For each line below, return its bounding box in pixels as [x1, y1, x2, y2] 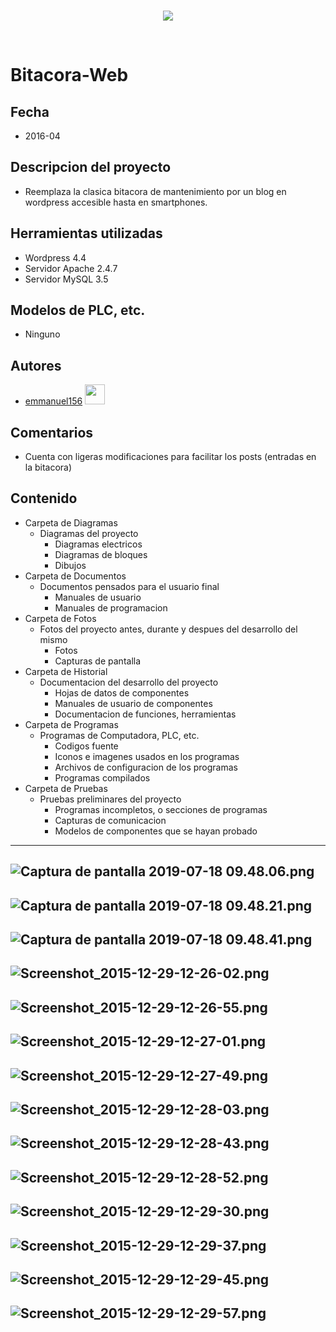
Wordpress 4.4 [24, 251, 87, 264]
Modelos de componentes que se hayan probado [54, 825, 258, 837]
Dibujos [54, 559, 87, 571]
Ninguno [24, 328, 61, 340]
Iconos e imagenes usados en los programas [54, 750, 240, 762]
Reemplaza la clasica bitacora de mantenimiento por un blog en [24, 185, 287, 197]
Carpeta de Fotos [24, 612, 97, 624]
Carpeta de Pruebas [24, 782, 108, 794]
